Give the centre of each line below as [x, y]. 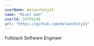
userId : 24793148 [23, 19]
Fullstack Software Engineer [34, 38]
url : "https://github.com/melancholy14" [47, 24]
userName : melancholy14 [29, 10]
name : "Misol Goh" [24, 14]
